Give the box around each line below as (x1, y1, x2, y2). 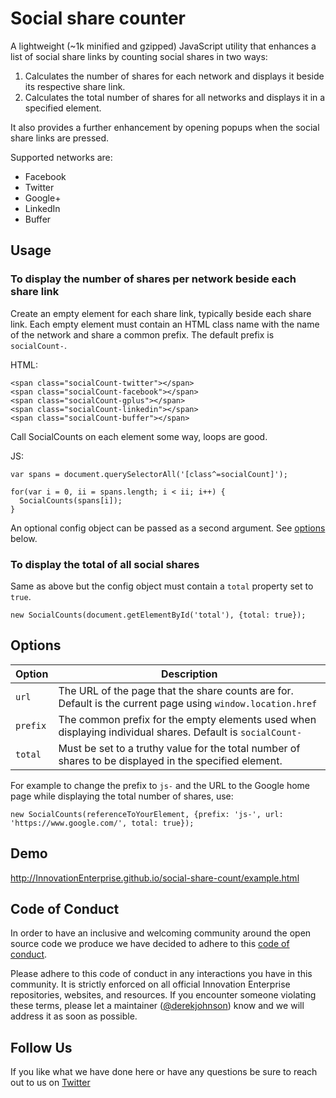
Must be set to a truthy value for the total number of (58, 741, 301, 755)
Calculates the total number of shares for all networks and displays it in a (24, 91, 326, 103)
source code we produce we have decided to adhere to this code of (10, 938, 290, 950)
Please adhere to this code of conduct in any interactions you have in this (10, 968, 313, 980)
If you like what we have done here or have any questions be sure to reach (10, 1066, 318, 1078)
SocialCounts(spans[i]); (19, 495, 123, 506)
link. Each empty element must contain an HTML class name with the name (10, 318, 320, 330)
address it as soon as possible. (10, 1010, 138, 1022)
